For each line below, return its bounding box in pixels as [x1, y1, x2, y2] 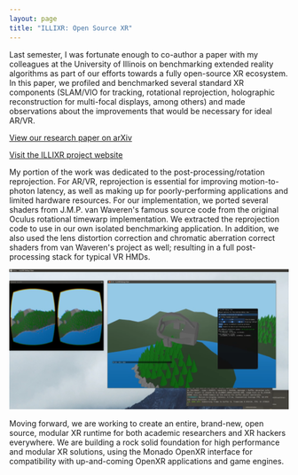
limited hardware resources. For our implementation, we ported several [9, 195, 269, 206]
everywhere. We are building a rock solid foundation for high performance [9, 437, 280, 448]
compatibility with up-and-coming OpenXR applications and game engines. [9, 456, 285, 467]
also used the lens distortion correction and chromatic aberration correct [9, 232, 276, 243]
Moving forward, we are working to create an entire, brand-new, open [9, 418, 264, 429]
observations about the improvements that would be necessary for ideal [9, 105, 272, 116]
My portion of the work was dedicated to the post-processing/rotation [9, 167, 265, 177]
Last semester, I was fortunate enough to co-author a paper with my [9, 49, 259, 59]
